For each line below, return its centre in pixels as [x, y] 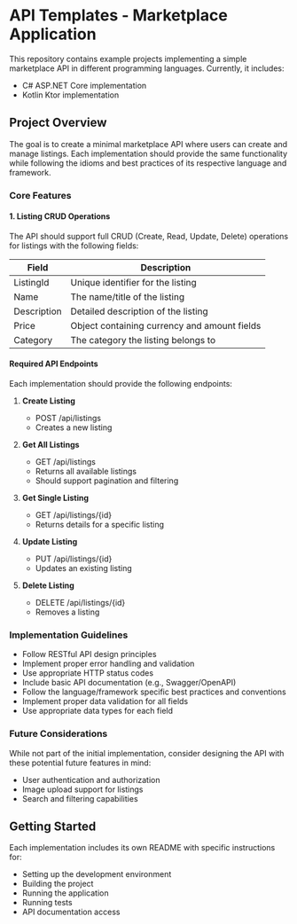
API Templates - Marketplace [118, 16]
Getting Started [53, 827]
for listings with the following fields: [74, 246]
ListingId [31, 282]
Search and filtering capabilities [80, 798]
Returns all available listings [86, 472]
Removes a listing [67, 612]
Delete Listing [48, 585]
